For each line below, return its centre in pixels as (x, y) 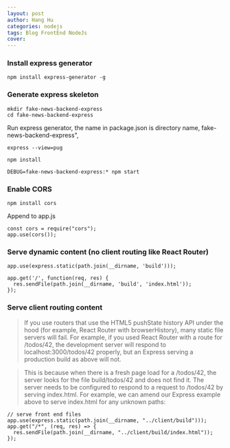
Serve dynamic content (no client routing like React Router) (108, 252)
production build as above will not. (72, 359)
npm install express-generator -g (57, 77)
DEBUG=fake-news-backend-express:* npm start (73, 172)
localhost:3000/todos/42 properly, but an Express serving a (108, 352)
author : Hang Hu (30, 20)
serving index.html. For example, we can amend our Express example (122, 394)
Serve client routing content (55, 308)
